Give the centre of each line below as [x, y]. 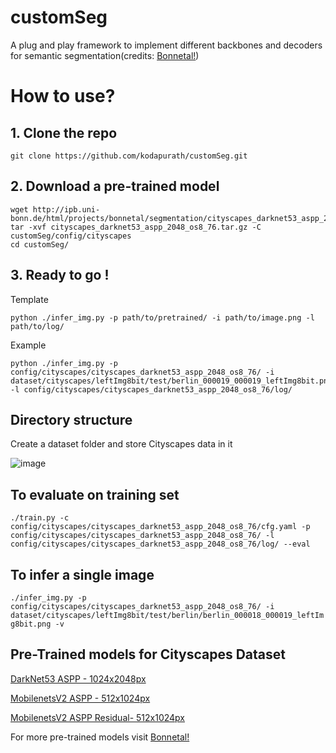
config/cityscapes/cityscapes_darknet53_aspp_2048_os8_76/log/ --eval [160, 544]
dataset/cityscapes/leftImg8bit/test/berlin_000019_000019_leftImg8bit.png [171, 381]
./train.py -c [40, 518]
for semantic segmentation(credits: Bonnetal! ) [105, 55]
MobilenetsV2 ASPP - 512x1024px [80, 698]
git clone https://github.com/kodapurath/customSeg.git [129, 156]
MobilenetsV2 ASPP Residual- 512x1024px [97, 717]
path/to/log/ [37, 326]
